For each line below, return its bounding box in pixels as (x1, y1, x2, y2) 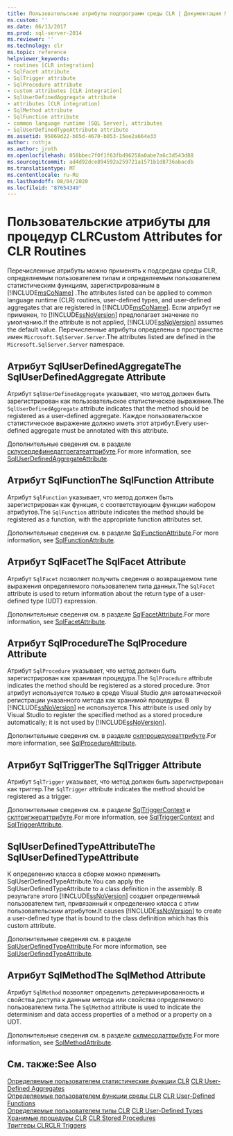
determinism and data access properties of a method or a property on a (7, 1010, 212, 1018)
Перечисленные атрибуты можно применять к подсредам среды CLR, (7, 266, 217, 275)
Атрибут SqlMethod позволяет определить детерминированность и (7, 988, 205, 996)
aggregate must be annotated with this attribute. (31, 427, 169, 434)
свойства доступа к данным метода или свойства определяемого (7, 995, 204, 1004)
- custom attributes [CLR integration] (7, 87, 123, 94)
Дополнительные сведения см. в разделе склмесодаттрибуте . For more (7, 1031, 220, 1039)
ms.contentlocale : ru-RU (7, 171, 79, 178)
